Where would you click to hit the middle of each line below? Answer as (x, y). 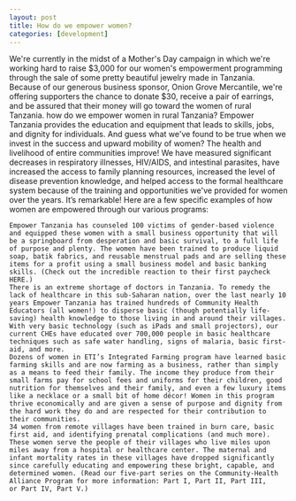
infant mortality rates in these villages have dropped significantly (142, 458)
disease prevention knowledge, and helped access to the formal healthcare (146, 181)
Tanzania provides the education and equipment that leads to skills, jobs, (142, 125)
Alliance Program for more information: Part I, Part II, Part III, (138, 482)
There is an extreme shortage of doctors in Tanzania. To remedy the (140, 288)
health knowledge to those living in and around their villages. (164, 319)
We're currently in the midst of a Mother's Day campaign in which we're (140, 59)
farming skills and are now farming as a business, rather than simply (144, 365)
